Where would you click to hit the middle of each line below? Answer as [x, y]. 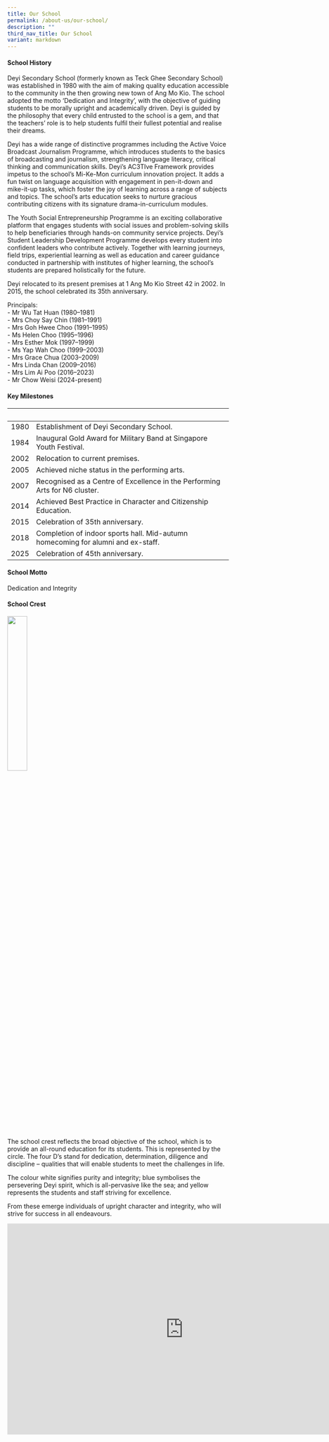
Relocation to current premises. [88, 458]
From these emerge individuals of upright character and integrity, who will [114, 1206]
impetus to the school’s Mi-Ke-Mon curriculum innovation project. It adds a [116, 174]
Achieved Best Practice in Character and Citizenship [122, 501]
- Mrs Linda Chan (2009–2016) [52, 365]
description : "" [31, 27]
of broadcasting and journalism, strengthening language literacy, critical [111, 159]
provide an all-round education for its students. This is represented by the [114, 1149]
